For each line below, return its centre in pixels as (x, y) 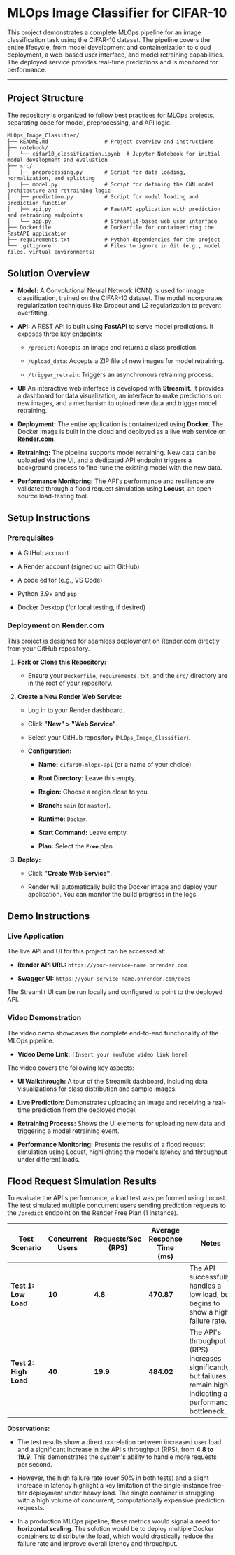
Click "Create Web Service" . (70, 873)
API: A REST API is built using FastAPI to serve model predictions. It (115, 326)
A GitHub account (43, 553)
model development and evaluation (58, 160)
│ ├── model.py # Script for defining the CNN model (111, 184)
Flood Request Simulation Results (82, 1181)
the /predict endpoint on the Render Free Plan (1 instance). (93, 1213)
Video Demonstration (44, 1018)
